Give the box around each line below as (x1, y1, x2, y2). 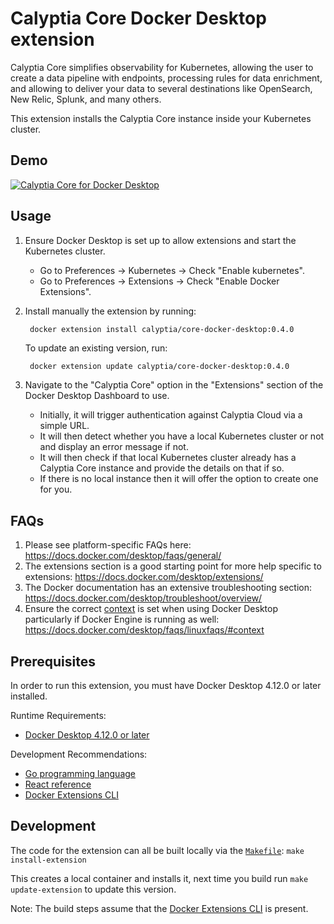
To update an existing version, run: (24, 342, 168, 354)
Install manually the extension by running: (24, 305, 197, 317)
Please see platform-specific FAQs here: (24, 539, 192, 551)
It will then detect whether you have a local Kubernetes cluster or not (39, 430, 325, 442)
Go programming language (24, 768, 137, 780)
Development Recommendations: (10, 748, 148, 761)
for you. (39, 483, 73, 496)
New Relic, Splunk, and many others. (10, 93, 162, 105)
